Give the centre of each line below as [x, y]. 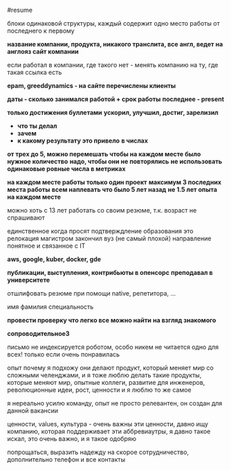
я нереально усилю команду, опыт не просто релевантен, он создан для [115, 403]
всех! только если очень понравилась [63, 354]
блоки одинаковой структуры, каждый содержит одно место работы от [113, 23]
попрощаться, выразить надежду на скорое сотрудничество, [98, 452]
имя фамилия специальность [50, 307]
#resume [20, 10]
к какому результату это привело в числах [83, 141]
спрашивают [26, 218]
